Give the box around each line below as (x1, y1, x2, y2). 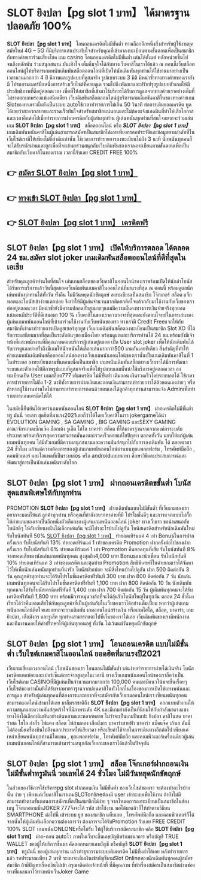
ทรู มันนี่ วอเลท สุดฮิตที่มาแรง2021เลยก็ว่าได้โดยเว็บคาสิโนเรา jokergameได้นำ (7, 412, 166, 419)
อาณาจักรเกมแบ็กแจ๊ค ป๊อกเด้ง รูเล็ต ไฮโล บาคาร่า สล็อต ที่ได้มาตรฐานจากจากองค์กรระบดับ (7, 425, 183, 432)
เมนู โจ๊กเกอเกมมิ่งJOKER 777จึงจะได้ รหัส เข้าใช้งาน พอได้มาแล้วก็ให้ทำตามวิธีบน (7, 805, 170, 812)
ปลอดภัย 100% (7, 19, 72, 33)
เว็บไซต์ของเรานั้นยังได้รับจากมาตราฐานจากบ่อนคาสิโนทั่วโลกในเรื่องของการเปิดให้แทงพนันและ (7, 685, 191, 692)
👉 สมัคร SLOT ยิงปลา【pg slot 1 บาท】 (7, 168, 138, 178)
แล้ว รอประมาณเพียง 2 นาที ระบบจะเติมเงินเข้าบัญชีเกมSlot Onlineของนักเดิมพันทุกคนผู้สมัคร (7, 855, 193, 862)
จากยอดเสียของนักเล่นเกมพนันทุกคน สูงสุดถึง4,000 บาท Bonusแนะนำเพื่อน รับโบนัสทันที (7, 552, 187, 560)
